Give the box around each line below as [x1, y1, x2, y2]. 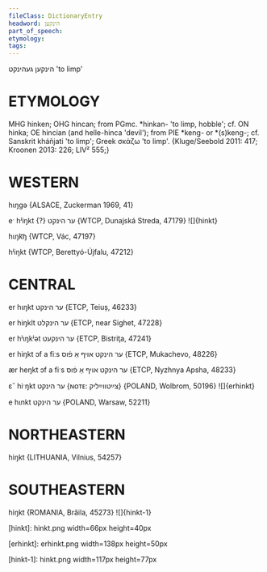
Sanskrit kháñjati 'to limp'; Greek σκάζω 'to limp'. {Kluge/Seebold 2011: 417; [8, 137, 258, 146]
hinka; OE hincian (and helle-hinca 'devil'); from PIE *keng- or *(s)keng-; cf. [8, 128, 260, 138]
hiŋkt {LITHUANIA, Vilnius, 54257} [8, 452, 123, 462]
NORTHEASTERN [8, 426, 126, 444]
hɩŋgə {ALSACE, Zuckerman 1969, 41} [8, 200, 134, 210]
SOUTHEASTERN [8, 481, 126, 499]
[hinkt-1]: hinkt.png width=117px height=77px [8, 554, 157, 564]
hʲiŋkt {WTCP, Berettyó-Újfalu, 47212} [8, 248, 135, 256]
